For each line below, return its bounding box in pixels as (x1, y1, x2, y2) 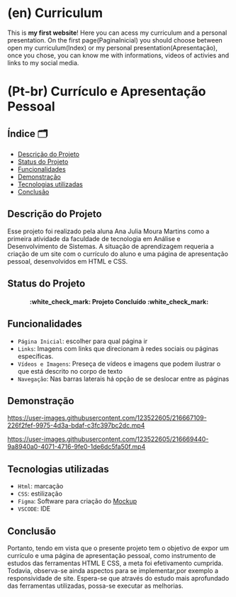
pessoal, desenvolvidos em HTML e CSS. (7, 257, 128, 265)
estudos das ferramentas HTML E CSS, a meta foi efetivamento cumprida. (7, 559, 223, 567)
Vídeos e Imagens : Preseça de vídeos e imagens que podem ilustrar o (17, 359, 221, 368)
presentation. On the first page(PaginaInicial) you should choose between (7, 35, 223, 44)
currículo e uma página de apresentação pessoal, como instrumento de (7, 551, 216, 559)
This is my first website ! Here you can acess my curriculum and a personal (7, 28, 227, 37)
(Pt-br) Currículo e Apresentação (7, 84, 206, 100)
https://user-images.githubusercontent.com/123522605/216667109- (7, 413, 207, 423)
